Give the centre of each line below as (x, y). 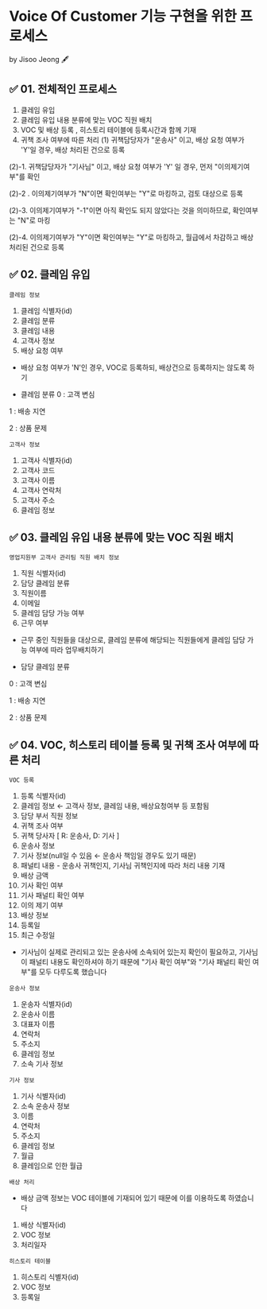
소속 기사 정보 (42, 1064)
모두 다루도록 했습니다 (73, 972)
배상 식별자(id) (43, 1225)
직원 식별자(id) (43, 573)
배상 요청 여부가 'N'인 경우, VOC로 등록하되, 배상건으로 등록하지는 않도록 (133, 367)
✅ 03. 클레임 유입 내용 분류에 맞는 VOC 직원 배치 (121, 537)
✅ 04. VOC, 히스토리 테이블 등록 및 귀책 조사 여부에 (128, 745)
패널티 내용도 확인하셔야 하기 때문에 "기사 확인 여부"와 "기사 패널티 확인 (140, 962)
